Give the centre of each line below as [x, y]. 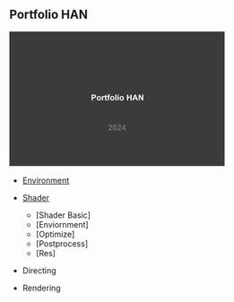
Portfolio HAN [48, 15]
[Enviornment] [62, 224]
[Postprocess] [61, 243]
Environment [46, 180]
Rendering [41, 288]
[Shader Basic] [63, 215]
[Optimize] [55, 234]
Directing [39, 270]
